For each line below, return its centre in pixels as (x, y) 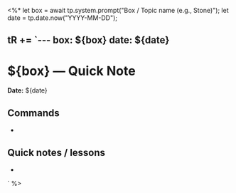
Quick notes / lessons (56, 152)
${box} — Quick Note (72, 71)
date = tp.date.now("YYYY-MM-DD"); (63, 18)
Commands (34, 113)
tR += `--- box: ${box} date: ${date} (88, 40)
